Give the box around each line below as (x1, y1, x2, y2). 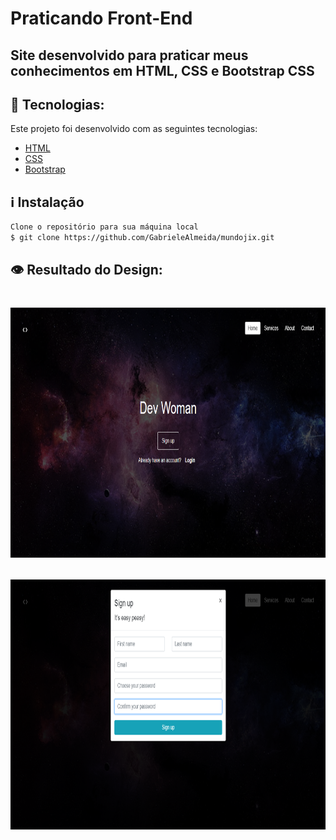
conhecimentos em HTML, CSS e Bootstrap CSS (10, 62, 315, 79)
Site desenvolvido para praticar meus (10, 47, 249, 64)
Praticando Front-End (10, 7, 193, 30)
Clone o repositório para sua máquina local (10, 222, 199, 232)
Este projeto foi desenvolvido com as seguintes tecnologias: (10, 123, 258, 135)
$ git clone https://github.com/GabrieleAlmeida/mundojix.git (10, 233, 275, 243)
